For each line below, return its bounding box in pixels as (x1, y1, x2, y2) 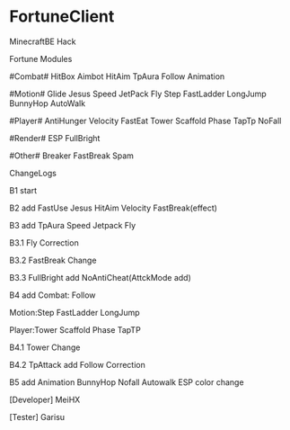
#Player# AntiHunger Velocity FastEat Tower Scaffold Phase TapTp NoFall (9, 115, 282, 126)
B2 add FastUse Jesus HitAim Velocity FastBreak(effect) (9, 202, 218, 213)
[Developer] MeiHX (9, 394, 81, 405)
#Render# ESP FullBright (9, 132, 101, 143)
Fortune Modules (9, 53, 73, 64)
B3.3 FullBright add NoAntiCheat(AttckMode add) (9, 272, 191, 282)
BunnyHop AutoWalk (9, 97, 86, 109)
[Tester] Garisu (9, 411, 66, 422)
